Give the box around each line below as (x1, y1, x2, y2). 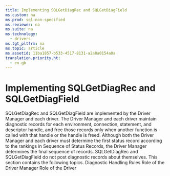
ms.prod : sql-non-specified (5, 17, 66, 22)
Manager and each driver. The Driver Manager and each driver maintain (5, 116, 157, 122)
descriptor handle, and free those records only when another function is (5, 127, 158, 133)
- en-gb (10, 60, 27, 65)
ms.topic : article (5, 46, 45, 51)
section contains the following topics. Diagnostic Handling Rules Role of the (5, 160, 165, 166)
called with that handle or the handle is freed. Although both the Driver (5, 132, 154, 138)
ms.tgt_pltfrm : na (5, 41, 45, 46)
